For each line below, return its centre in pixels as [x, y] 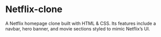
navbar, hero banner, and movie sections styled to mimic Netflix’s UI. [78, 28]
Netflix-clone [34, 9]
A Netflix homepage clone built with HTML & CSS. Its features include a [81, 23]
